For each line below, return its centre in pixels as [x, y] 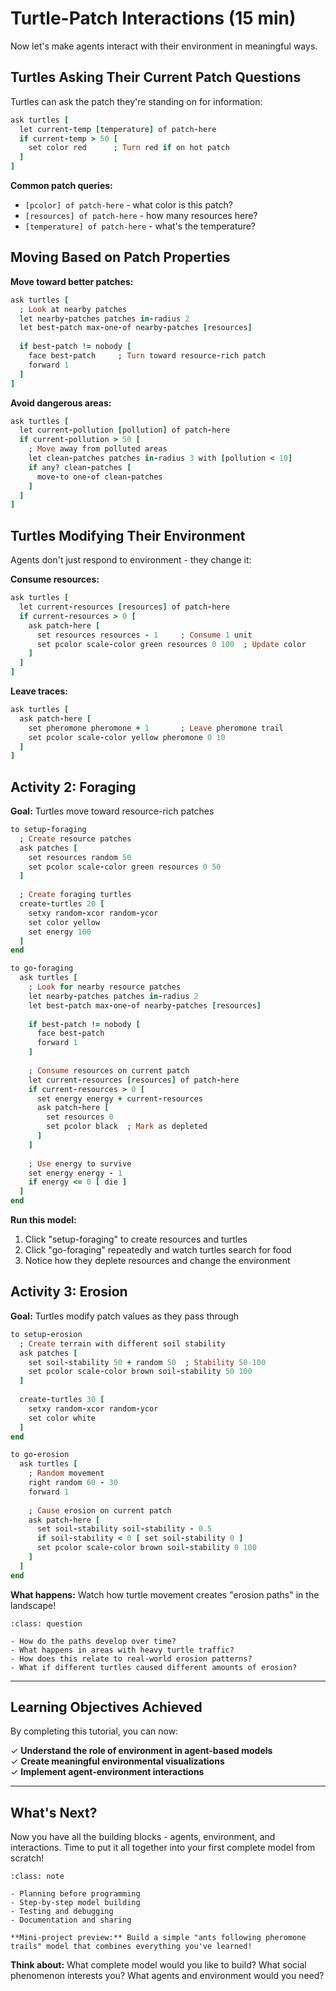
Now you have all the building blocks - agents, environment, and [143, 1837]
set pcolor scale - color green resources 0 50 [125, 867]
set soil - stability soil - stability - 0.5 [124, 1529]
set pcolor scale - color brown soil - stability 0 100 [146, 1548]
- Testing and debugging [62, 1912]
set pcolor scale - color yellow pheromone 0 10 [127, 737]
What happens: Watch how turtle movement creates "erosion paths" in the [165, 1594]
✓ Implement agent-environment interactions [107, 1772]
